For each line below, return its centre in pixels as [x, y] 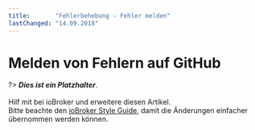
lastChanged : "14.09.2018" [53, 23]
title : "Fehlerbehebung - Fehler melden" [90, 16]
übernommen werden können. [58, 119]
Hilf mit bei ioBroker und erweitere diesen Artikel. [90, 102]
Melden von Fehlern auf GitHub [115, 63]
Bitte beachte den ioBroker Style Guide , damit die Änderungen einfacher [128, 111]
